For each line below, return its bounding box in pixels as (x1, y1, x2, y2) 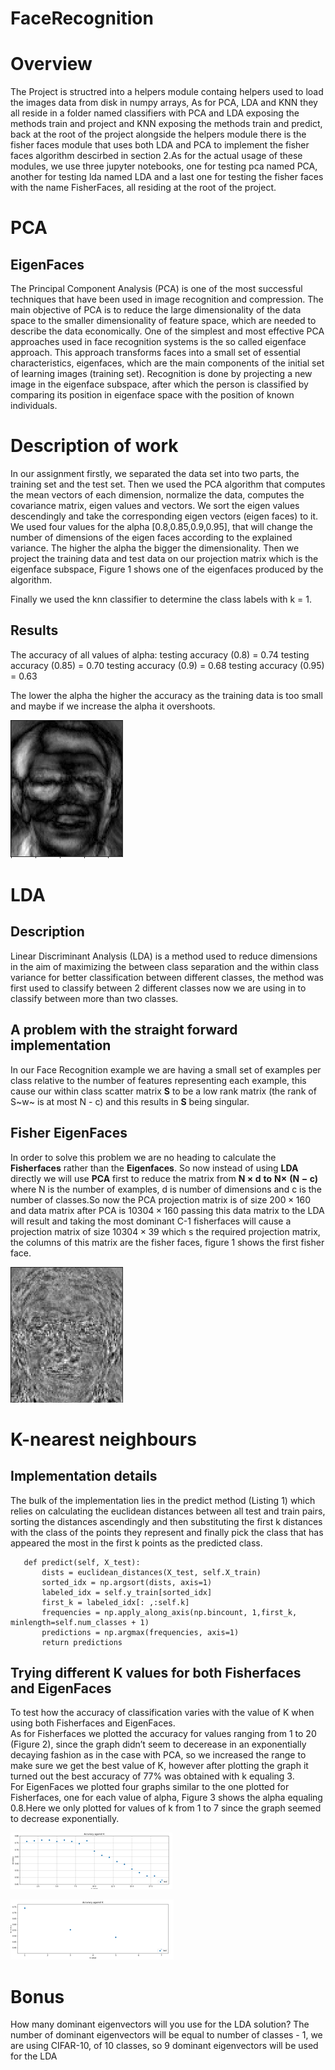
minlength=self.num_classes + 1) (10, 1617, 150, 1627)
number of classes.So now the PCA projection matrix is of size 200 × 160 (10, 1193, 311, 1206)
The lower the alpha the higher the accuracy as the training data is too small (10, 689, 323, 701)
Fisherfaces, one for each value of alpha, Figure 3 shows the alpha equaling (10, 1792, 323, 1804)
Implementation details (10, 1468, 158, 1485)
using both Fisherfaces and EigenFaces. (10, 1717, 176, 1729)
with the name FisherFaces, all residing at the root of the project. (10, 182, 277, 194)
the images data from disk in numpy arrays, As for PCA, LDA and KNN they (10, 97, 318, 109)
